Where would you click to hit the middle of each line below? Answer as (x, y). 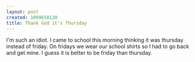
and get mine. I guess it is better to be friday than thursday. (79, 53)
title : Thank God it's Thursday (46, 23)
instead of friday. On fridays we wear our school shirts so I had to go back (98, 46)
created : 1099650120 (32, 17)
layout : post (22, 12)
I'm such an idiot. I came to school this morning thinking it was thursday (95, 40)
